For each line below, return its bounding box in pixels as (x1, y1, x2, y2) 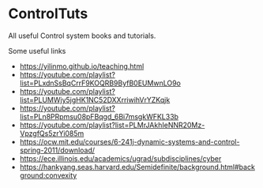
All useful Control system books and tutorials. (8, 31, 156, 40)
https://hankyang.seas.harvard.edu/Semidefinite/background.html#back (19, 162, 255, 171)
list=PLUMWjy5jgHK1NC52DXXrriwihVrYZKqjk (19, 95, 171, 104)
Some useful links (8, 46, 66, 55)
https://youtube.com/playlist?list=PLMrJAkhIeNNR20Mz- (19, 120, 205, 130)
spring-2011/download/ (19, 145, 96, 155)
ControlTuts (8, 5, 88, 23)
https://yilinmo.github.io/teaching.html (19, 61, 145, 71)
